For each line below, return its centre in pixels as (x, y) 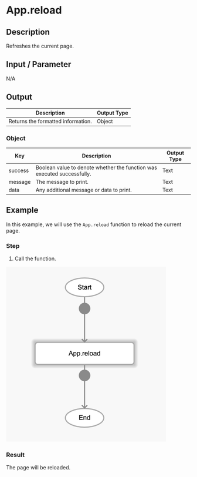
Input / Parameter (39, 64)
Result (16, 455)
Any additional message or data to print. (84, 190)
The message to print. (62, 182)
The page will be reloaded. (38, 468)
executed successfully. (63, 173)
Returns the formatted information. (50, 122)
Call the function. (35, 258)
